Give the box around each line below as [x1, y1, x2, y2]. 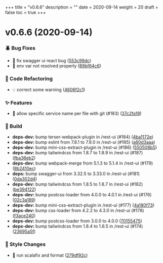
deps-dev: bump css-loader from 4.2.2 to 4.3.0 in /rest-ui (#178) [12, 208, 144, 214]
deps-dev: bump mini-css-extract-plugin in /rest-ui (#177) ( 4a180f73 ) [12, 202, 155, 208]
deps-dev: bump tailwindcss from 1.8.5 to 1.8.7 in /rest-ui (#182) [12, 181, 143, 187]
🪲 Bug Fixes [5, 44, 36, 51]
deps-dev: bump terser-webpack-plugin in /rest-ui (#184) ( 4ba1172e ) [12, 134, 154, 140]
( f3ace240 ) [12, 213, 36, 219]
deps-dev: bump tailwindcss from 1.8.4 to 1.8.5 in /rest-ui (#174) [12, 223, 143, 229]
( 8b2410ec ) [12, 166, 36, 172]
